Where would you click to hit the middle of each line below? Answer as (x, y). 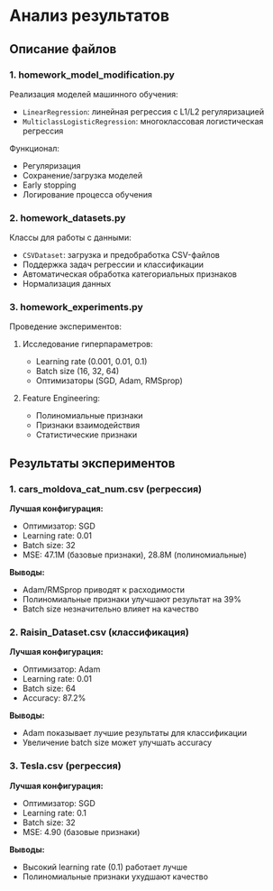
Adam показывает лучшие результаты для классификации (135, 733)
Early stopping (49, 185)
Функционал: (35, 148)
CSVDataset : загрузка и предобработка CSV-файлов (121, 255)
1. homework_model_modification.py (92, 75)
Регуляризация (51, 165)
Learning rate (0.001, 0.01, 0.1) (91, 362)
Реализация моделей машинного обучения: (94, 94)
